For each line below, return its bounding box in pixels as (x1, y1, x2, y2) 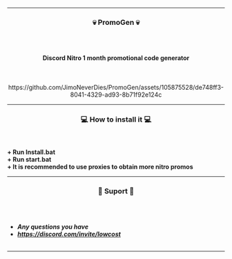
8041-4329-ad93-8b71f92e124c (70, 90, 162, 99)
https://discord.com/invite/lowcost (17, 229, 121, 238)
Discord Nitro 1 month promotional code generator (42, 54, 190, 62)
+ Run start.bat (7, 155, 52, 163)
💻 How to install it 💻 (80, 115, 152, 124)
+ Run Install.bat (7, 148, 56, 156)
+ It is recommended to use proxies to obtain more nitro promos (7, 162, 193, 171)
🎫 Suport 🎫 (97, 186, 135, 195)
